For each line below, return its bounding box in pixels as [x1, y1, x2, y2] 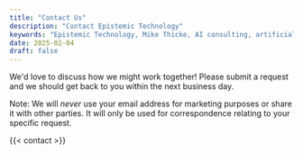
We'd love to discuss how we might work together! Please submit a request [9, 71, 289, 82]
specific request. [9, 118, 72, 129]
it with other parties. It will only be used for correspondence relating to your [9, 108, 290, 119]
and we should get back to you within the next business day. [9, 81, 234, 92]
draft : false [9, 47, 59, 56]
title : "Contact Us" [9, 13, 87, 23]
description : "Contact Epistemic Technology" [9, 22, 183, 31]
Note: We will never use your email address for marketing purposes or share [9, 98, 293, 109]
